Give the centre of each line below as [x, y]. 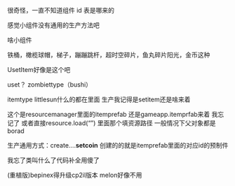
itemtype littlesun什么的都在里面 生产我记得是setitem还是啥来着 [99, 99]
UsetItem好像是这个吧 [39, 70]
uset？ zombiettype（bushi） [50, 85]
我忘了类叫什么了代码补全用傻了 [53, 160]
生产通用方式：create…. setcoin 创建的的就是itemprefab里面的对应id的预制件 [118, 145]
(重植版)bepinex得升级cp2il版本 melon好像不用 [75, 175]
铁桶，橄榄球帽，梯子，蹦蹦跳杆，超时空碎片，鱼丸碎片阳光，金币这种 [109, 55]
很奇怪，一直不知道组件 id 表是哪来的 [61, 10]
